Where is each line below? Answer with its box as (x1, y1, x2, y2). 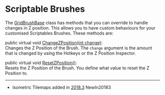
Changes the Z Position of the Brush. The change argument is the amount (5, 45, 152, 51)
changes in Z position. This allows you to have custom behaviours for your (5, 25, 156, 31)
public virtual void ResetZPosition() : (5, 60, 77, 65)
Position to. (5, 70, 28, 76)
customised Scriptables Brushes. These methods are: (5, 30, 114, 36)
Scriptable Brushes (5, 3, 85, 15)
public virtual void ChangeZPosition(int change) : (5, 39, 103, 45)
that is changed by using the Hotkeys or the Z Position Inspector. (5, 50, 136, 56)
